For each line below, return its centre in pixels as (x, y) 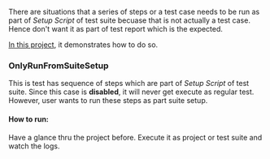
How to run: (28, 119)
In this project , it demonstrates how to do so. (83, 45)
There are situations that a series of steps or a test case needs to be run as (134, 12)
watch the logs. (34, 146)
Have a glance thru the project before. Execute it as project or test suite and (135, 137)
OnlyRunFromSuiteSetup (59, 66)
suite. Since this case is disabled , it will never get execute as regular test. (131, 92)
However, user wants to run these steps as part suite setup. (108, 101)
